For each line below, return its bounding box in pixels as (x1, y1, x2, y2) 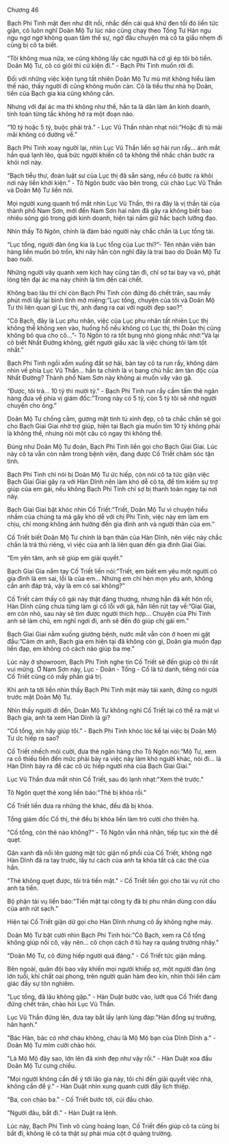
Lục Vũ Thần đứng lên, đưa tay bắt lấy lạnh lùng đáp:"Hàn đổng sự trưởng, (7, 1013, 217, 1021)
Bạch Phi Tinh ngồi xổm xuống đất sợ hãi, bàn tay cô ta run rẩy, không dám (7, 359, 219, 367)
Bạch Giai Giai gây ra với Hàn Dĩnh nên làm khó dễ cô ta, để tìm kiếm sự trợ (7, 477, 218, 486)
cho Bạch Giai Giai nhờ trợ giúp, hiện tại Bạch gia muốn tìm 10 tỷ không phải (7, 422, 221, 430)
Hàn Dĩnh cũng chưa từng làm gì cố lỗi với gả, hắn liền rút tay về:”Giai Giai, (7, 602, 217, 610)
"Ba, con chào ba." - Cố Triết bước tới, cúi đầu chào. (7, 1095, 154, 1104)
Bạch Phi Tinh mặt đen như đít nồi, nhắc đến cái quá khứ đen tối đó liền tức (7, 19, 219, 27)
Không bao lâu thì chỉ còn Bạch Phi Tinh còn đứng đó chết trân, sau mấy (7, 289, 211, 297)
